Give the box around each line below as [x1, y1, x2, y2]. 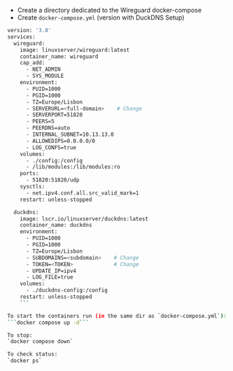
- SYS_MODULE [25, 73, 64, 80]
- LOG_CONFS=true [25, 143, 77, 151]
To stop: [7, 332, 33, 339]
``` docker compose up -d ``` [7, 318, 90, 326]
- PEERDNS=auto [25, 125, 71, 132]
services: [7, 33, 36, 41]
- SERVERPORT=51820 [25, 111, 83, 118]
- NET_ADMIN [25, 66, 61, 73]
